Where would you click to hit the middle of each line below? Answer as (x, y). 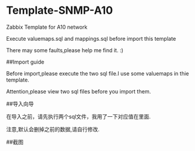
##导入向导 (20, 104)
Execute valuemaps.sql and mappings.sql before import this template (91, 38)
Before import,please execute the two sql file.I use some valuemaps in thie (97, 73)
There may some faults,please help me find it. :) (65, 50)
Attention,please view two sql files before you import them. (78, 91)
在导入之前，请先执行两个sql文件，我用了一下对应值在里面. (78, 116)
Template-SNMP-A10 (60, 10)
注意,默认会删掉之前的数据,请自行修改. (53, 129)
